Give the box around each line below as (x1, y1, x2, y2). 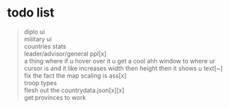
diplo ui (23, 28, 45, 36)
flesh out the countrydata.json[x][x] (23, 86, 125, 94)
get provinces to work (23, 93, 86, 101)
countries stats (23, 42, 67, 50)
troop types (23, 78, 57, 87)
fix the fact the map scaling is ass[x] (23, 71, 127, 80)
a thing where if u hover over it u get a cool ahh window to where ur (23, 56, 216, 65)
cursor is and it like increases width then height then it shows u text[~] (23, 64, 223, 72)
